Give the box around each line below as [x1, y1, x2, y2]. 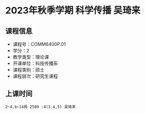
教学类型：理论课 [12, 54, 49, 60]
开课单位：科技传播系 [12, 60, 58, 66]
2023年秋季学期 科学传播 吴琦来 [5, 5, 141, 16]
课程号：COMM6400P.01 [12, 41, 66, 47]
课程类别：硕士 [12, 67, 45, 73]
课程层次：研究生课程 [12, 73, 58, 79]
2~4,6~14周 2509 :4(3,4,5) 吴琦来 [5, 104, 76, 109]
